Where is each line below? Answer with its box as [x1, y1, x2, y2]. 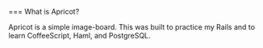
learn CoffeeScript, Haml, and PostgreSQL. [8, 31, 151, 40]
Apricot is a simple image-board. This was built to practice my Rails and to [8, 22, 256, 31]
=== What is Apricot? [8, 7, 80, 16]
